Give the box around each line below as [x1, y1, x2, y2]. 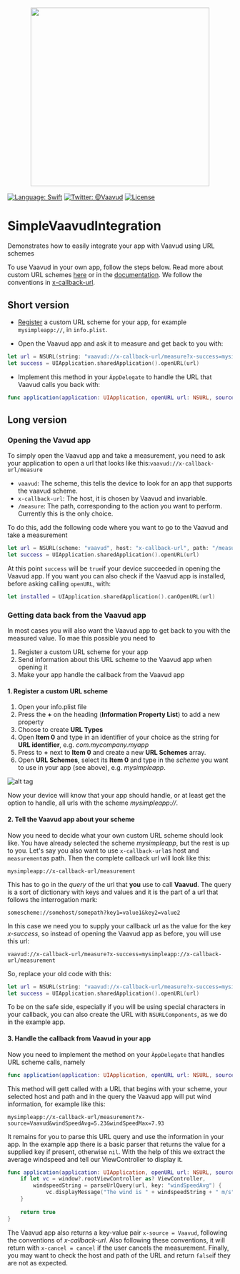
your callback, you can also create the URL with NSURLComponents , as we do [7, 1010, 228, 1019]
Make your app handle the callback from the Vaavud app [17, 671, 185, 679]
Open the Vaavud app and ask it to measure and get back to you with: [17, 339, 224, 348]
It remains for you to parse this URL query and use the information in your [7, 1132, 224, 1140]
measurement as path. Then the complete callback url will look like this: [7, 853, 211, 862]
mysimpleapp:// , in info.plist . [17, 326, 108, 334]
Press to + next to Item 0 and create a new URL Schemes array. [17, 748, 206, 757]
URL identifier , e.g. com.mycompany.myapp [17, 741, 149, 749]
